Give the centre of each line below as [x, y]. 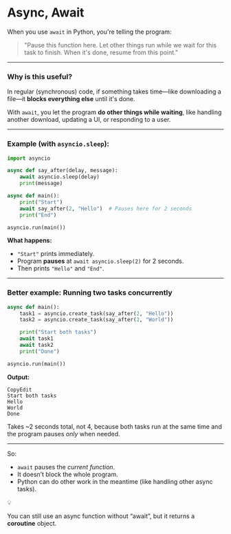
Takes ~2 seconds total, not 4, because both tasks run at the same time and [114, 426]
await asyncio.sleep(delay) [59, 177]
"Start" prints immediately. [56, 254]
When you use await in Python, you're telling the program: [89, 32]
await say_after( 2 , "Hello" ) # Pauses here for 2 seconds [106, 209]
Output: [18, 377]
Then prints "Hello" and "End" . [60, 268]
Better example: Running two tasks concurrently [90, 292]
